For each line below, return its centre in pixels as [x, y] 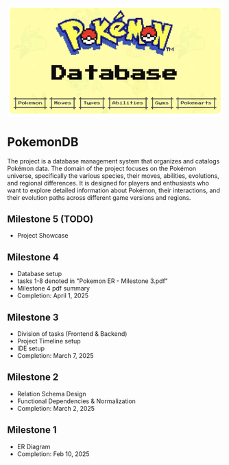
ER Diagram [34, 446]
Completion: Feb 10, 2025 [53, 454]
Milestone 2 [33, 377]
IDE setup [31, 348]
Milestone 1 [32, 430]
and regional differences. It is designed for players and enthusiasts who [108, 183]
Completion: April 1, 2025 [53, 296]
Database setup [39, 274]
